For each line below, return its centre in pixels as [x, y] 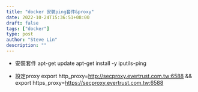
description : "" [26, 46]
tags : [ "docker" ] [28, 29]
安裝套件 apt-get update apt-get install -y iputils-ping [81, 63]
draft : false [22, 23]
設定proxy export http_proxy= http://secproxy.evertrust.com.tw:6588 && [103, 76]
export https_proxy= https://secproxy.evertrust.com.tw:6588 [89, 82]
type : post [20, 34]
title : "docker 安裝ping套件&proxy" [50, 12]
